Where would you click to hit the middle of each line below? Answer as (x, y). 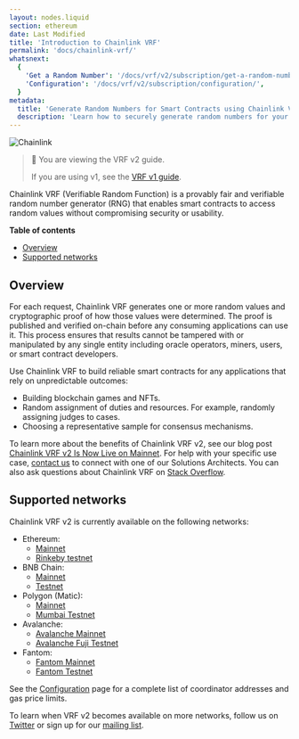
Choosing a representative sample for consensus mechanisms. (137, 426)
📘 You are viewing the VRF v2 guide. (97, 160)
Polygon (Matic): (53, 595)
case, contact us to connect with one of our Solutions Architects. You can (144, 462)
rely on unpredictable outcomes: (69, 381)
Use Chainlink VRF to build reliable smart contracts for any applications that (148, 371)
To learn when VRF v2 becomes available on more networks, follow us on (144, 715)
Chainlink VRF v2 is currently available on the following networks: (129, 521)
